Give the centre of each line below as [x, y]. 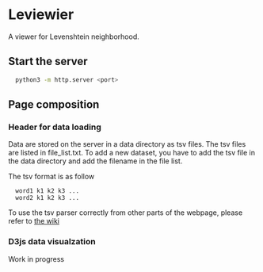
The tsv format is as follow [51, 177]
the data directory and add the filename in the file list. [95, 161]
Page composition [54, 105]
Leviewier [41, 15]
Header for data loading [55, 127]
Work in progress [36, 259]
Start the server [48, 61]
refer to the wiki [34, 221]
